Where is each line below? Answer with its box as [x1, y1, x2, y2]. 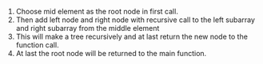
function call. [15, 40, 59, 50]
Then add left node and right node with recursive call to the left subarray [15, 15, 256, 24]
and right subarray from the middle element [15, 24, 160, 32]
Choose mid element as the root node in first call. [15, 7, 178, 16]
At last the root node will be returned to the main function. [15, 49, 207, 58]
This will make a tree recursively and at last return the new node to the [15, 32, 248, 41]
